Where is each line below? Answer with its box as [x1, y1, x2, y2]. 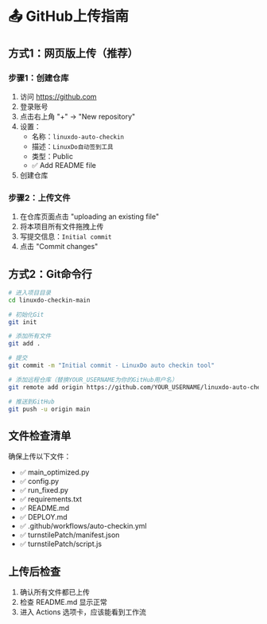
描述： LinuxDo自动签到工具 [31, 141, 114, 151]
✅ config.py [19, 477, 60, 486]
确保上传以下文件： [8, 451, 72, 462]
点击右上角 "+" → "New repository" [19, 111, 136, 121]
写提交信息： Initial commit [19, 232, 113, 241]
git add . [8, 340, 41, 348]
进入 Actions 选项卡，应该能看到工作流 [19, 607, 147, 617]
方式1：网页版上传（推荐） [8, 46, 139, 60]
